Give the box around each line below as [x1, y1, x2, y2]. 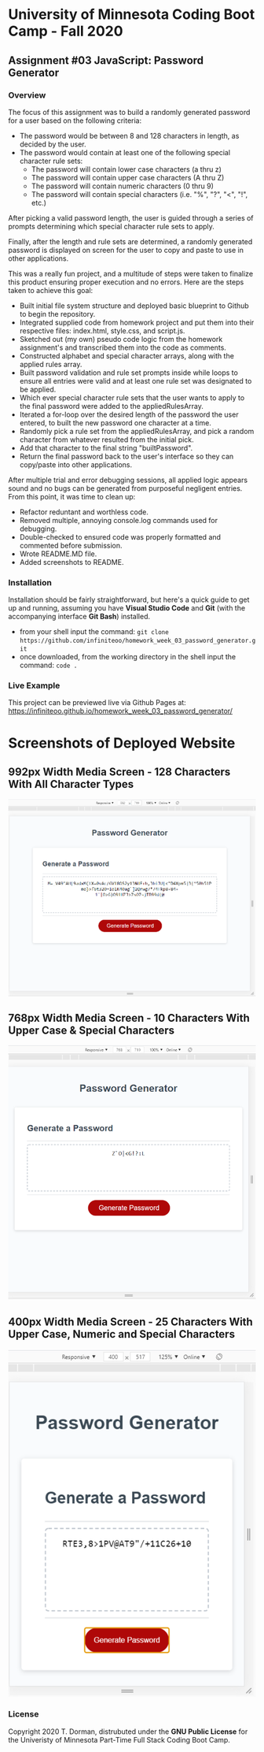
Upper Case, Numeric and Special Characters [8, 1327, 236, 1341]
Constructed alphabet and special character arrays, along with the [19, 351, 234, 360]
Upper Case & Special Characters [8, 1024, 175, 1037]
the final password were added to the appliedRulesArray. [19, 401, 204, 410]
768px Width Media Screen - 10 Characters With [8, 1011, 250, 1025]
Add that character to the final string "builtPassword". [19, 443, 193, 452]
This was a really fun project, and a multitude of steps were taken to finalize [8, 269, 254, 278]
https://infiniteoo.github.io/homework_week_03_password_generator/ [8, 707, 233, 716]
